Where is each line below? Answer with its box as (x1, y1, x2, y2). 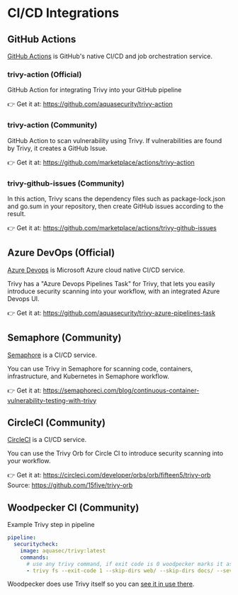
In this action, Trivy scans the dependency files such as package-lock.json (7, 194, 225, 203)
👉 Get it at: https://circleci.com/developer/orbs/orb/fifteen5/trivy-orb (7, 471, 211, 480)
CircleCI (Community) (7, 416, 106, 429)
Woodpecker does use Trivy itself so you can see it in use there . (7, 579, 195, 589)
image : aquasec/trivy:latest (20, 547, 106, 554)
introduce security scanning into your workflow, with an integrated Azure (7, 287, 220, 295)
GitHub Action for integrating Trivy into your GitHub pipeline (7, 86, 182, 94)
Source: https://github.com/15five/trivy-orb (7, 481, 133, 489)
